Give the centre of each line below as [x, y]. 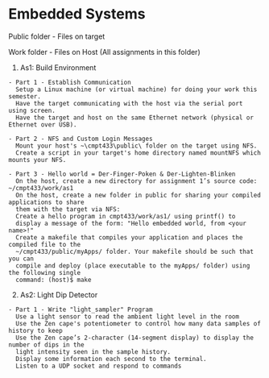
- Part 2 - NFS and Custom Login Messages [81, 139]
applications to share [46, 202]
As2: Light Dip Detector [59, 294]
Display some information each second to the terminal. [111, 359]
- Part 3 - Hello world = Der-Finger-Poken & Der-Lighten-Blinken [122, 174]
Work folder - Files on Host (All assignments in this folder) [104, 52]
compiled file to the [45, 244]
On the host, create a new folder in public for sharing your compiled [139, 195]
